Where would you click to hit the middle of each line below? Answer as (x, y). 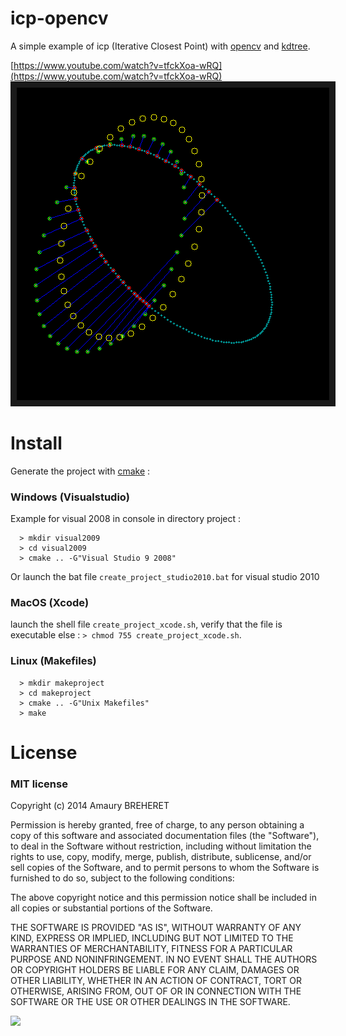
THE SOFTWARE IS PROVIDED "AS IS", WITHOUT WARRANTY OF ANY (156, 928)
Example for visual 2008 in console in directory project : (126, 519)
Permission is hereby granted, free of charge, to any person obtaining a (157, 825)
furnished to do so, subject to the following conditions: (122, 878)
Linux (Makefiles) (53, 661)
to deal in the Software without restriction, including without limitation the (161, 846)
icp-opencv (59, 18)
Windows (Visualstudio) (70, 497)
